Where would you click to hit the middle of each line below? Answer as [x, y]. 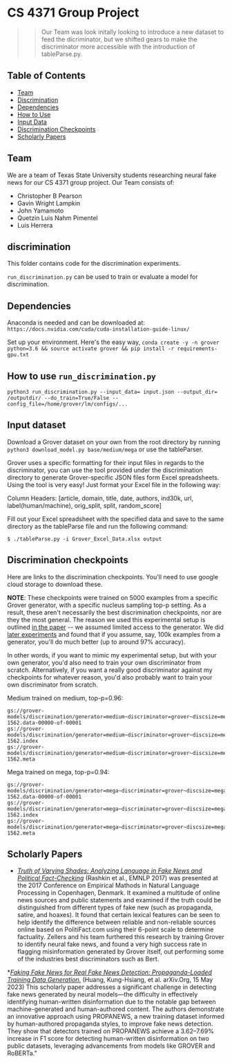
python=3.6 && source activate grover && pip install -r [91, 349]
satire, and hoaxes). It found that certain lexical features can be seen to [118, 915]
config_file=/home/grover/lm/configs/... [68, 404]
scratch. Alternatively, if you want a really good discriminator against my [110, 670]
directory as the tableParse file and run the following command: [98, 526]
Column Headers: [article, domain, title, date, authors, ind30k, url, [100, 498]
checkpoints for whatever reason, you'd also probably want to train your [110, 677]
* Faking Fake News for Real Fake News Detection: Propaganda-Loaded [110, 972]
